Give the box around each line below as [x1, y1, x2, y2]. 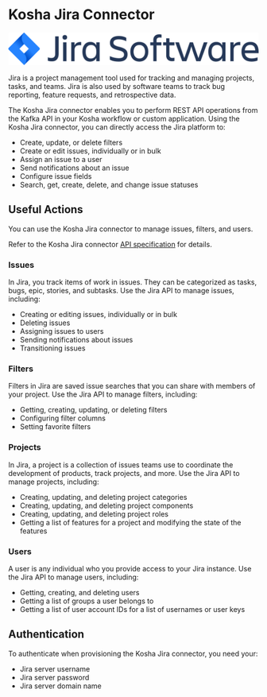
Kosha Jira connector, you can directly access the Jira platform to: [8, 122, 226, 132]
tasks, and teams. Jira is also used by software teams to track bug [8, 81, 225, 91]
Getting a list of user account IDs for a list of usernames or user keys [19, 604, 246, 614]
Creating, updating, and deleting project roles [19, 509, 169, 518]
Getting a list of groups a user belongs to [19, 596, 154, 606]
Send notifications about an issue [19, 163, 130, 172]
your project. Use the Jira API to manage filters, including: [8, 389, 198, 399]
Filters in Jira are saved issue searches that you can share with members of [8, 381, 256, 391]
